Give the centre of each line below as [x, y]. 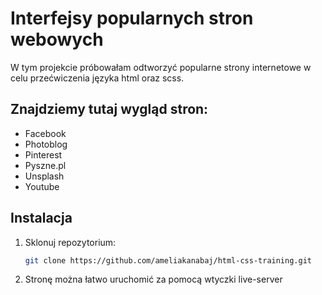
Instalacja [41, 218]
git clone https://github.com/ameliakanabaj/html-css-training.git [168, 260]
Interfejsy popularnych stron [132, 18]
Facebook [45, 133]
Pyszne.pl [45, 165]
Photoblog [46, 144]
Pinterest [43, 154]
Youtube [42, 186]
